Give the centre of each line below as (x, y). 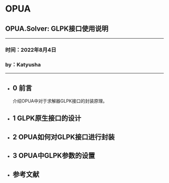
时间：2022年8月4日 (31, 50)
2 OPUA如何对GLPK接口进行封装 (63, 137)
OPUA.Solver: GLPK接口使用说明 (57, 28)
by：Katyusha (23, 64)
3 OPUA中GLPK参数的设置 (54, 156)
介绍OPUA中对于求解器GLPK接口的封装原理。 (60, 101)
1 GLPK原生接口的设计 (47, 118)
